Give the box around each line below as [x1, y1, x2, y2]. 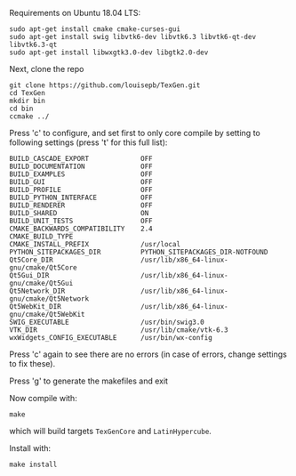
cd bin [9, 104, 34, 113]
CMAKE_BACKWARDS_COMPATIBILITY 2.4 [9, 224, 153, 233]
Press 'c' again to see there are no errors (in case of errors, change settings [9, 349, 287, 359]
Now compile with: [9, 393, 77, 403]
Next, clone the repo [9, 64, 84, 74]
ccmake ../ [9, 112, 50, 121]
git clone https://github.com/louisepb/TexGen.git [9, 81, 201, 90]
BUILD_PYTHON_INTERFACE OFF [9, 193, 153, 202]
